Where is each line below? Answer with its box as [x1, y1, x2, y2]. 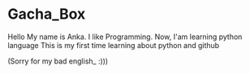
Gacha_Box [7, 5, 86, 24]
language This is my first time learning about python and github [7, 40, 220, 50]
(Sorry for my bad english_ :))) [7, 56, 109, 66]
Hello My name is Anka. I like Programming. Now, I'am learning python [7, 32, 243, 41]
